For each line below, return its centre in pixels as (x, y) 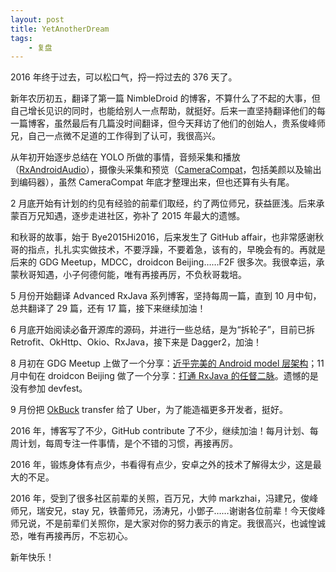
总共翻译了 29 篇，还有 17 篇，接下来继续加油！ (108, 308)
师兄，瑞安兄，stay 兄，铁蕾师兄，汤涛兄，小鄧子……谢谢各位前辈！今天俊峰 (168, 511)
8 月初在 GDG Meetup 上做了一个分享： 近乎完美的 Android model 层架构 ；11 (167, 363)
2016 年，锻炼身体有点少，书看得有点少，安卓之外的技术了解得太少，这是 (161, 465)
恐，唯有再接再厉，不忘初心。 (71, 536)
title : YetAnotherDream (60, 29)
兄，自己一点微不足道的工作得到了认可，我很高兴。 (115, 136)
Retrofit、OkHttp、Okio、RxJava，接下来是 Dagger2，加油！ (136, 342)
